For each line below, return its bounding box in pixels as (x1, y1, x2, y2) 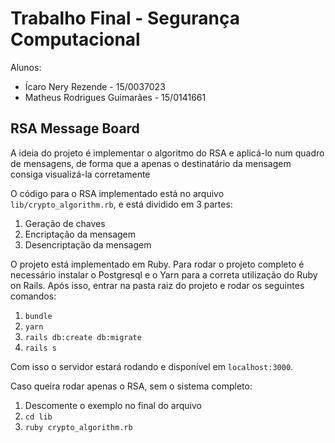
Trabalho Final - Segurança (10, 7, 240, 30)
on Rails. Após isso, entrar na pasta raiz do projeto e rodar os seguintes (10, 279, 305, 291)
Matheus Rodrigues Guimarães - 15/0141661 (24, 91, 207, 103)
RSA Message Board (10, 120, 140, 137)
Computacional (10, 28, 141, 51)
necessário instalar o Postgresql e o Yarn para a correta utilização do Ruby (10, 268, 318, 281)
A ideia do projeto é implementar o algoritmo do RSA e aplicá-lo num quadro (10, 147, 325, 159)
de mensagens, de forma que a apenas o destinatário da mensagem (10, 157, 292, 169)
